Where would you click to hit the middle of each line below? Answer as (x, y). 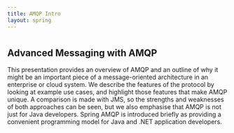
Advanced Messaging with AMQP (82, 53)
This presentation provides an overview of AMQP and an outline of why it (113, 70)
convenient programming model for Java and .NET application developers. (115, 122)
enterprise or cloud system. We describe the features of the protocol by (111, 85)
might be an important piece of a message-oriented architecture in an (108, 77)
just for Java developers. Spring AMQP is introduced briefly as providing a (115, 114)
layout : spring (29, 20)
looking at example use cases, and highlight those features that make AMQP (117, 92)
